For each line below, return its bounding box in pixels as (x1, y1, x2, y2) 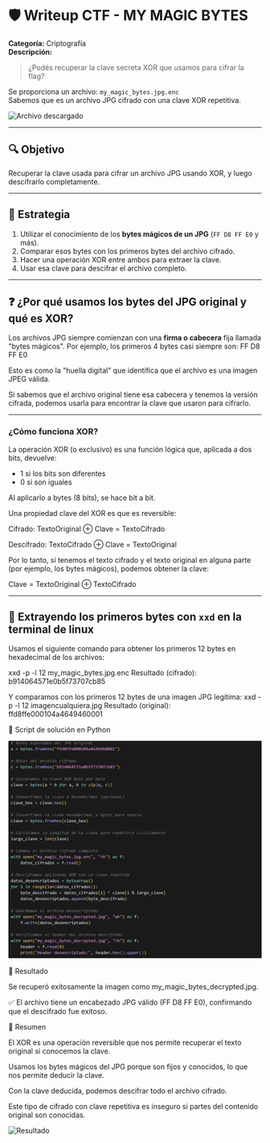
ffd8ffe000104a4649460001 (8, 709, 103, 719)
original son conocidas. (8, 1110, 86, 1120)
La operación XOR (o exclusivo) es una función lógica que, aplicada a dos (8, 444, 252, 454)
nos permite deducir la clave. (8, 1070, 104, 1079)
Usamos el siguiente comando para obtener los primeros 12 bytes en (8, 644, 236, 654)
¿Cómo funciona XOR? (8, 426, 99, 437)
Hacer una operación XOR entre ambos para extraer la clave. (19, 254, 222, 264)
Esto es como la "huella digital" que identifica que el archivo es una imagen (8, 365, 258, 375)
